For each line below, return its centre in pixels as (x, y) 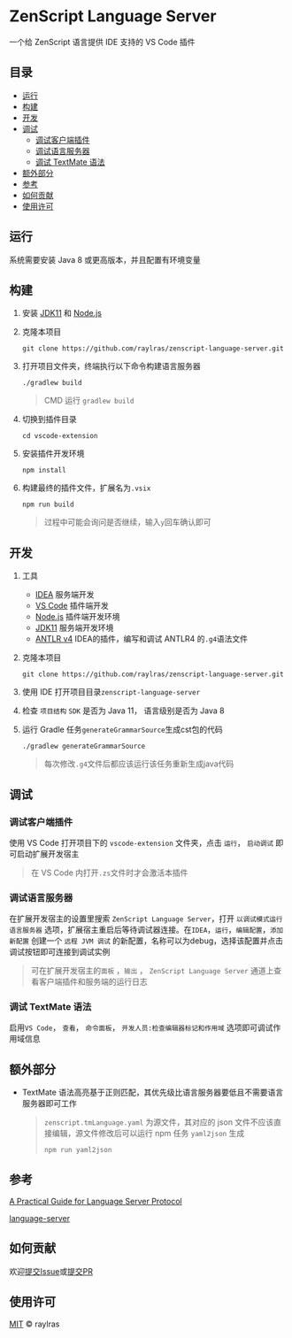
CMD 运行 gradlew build (89, 401)
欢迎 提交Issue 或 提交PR (51, 1271)
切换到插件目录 (49, 419)
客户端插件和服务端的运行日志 (93, 982)
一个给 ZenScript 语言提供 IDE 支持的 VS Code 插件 (103, 42)
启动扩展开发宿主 (48, 854)
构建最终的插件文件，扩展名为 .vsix (86, 488)
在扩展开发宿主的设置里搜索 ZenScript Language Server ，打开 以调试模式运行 (146, 919)
